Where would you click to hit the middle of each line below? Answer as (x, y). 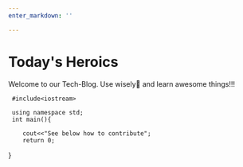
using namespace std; (47, 112)
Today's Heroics (63, 62)
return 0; (39, 140)
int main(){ (31, 119)
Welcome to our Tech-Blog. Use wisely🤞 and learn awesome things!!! (121, 83)
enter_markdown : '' (41, 16)
